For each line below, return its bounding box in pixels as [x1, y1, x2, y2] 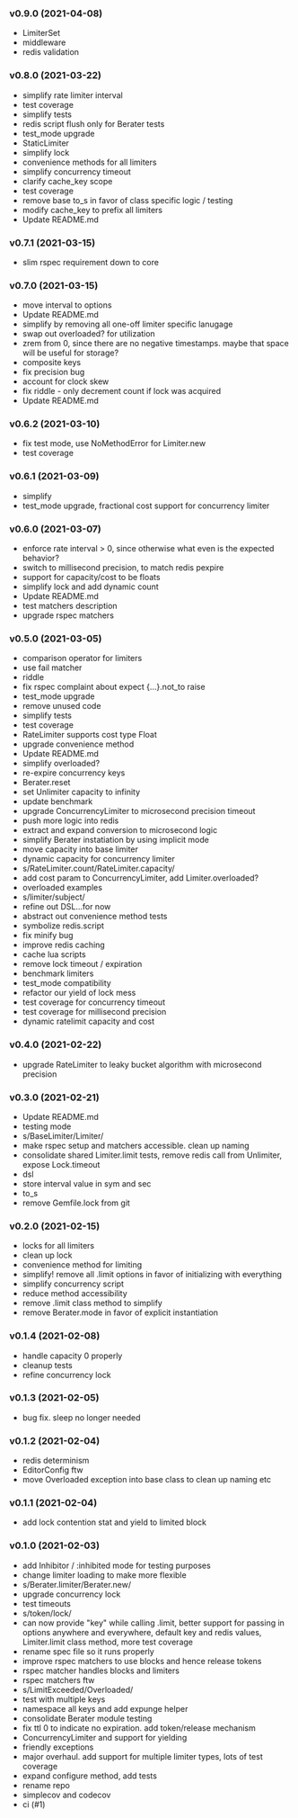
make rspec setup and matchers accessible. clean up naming [22, 1140, 250, 1151]
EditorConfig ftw [22, 1464, 83, 1475]
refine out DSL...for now [22, 901, 111, 912]
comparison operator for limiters [22, 653, 143, 664]
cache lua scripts [22, 949, 87, 960]
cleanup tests [22, 1359, 74, 1370]
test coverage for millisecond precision [22, 1007, 167, 1017]
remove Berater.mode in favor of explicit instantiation [22, 1307, 218, 1318]
